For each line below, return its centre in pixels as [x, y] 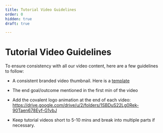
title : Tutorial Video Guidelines [41, 10]
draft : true [17, 23]
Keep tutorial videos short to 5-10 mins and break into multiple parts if [83, 120]
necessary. [24, 125]
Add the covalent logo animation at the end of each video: [72, 100]
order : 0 [14, 14]
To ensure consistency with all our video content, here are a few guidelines [82, 66]
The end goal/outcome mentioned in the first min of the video [75, 90]
